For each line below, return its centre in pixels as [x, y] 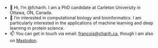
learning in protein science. [37, 28]
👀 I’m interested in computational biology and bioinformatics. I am [75, 18]
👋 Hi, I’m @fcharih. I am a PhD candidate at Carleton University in [75, 8]
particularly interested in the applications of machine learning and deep [81, 23]
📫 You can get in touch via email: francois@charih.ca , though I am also [81, 33]
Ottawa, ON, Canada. [31, 13]
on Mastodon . [24, 40]
